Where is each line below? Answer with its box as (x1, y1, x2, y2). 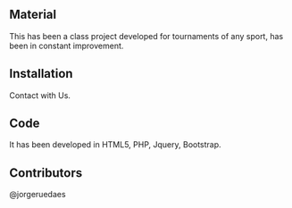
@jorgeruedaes (9, 189, 66, 200)
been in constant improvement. (9, 40, 124, 51)
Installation (9, 66, 73, 81)
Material (9, 7, 56, 22)
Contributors (9, 165, 83, 180)
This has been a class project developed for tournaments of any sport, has (9, 30, 284, 41)
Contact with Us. (9, 89, 71, 101)
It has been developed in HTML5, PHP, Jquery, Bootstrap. (9, 139, 221, 150)
